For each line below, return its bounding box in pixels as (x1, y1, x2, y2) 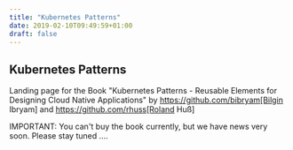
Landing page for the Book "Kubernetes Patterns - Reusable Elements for (9, 86, 278, 96)
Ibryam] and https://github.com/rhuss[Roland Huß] (9, 104, 195, 115)
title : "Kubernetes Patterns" (9, 12, 122, 22)
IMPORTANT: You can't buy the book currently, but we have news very (9, 121, 268, 132)
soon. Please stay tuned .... (9, 131, 108, 141)
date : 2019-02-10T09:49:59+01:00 (9, 21, 133, 30)
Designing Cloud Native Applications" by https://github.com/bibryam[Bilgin (9, 94, 284, 106)
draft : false (9, 29, 58, 38)
